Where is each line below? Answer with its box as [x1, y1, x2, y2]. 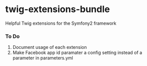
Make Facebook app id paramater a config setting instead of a [12, 49, 142, 56]
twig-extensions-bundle [5, 4, 110, 15]
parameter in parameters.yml [12, 55, 73, 61]
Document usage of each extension [12, 44, 87, 50]
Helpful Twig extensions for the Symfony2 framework [5, 20, 117, 26]
